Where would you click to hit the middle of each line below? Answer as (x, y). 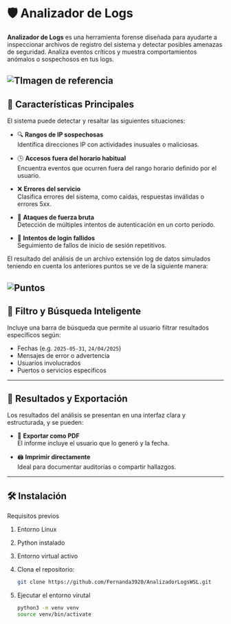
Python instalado (41, 543)
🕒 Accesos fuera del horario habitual (71, 159)
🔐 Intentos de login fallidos (56, 238)
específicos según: (34, 335)
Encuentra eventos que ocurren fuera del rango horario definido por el (117, 168)
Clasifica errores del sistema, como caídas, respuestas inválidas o (111, 197)
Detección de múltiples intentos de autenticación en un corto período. (116, 225)
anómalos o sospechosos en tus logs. (61, 59)
